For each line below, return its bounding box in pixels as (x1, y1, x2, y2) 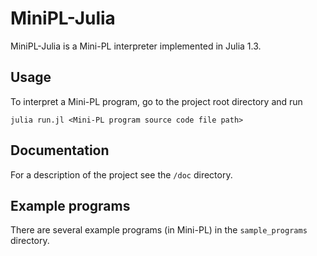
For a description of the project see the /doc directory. (10, 168, 233, 181)
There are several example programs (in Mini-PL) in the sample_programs (10, 224, 308, 236)
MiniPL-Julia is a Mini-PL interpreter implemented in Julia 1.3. (10, 40, 262, 52)
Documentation (10, 142, 110, 159)
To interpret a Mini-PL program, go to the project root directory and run (10, 95, 303, 107)
